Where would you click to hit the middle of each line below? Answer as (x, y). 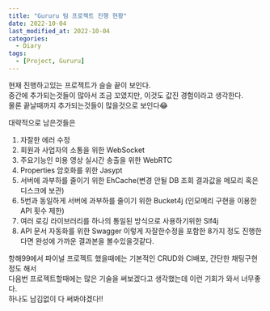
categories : (28, 38)
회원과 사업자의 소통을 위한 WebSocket (82, 150)
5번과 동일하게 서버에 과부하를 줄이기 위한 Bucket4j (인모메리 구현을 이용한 (138, 200)
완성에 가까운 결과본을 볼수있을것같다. (95, 241)
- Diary (29, 46)
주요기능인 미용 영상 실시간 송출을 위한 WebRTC (96, 160)
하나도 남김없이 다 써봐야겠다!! (56, 298)
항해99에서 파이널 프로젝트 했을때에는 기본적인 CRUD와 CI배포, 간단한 (119, 258)
